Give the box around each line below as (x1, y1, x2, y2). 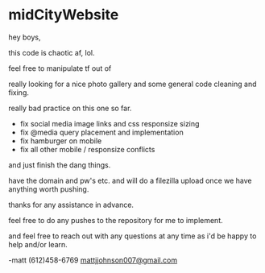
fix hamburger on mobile (19, 135, 102, 146)
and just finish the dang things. (8, 159, 111, 170)
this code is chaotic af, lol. (8, 48, 95, 57)
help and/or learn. (8, 239, 68, 249)
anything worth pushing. (8, 184, 89, 194)
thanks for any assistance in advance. (8, 200, 135, 209)
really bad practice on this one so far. (8, 103, 132, 113)
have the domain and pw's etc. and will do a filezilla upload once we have (8, 176, 252, 185)
